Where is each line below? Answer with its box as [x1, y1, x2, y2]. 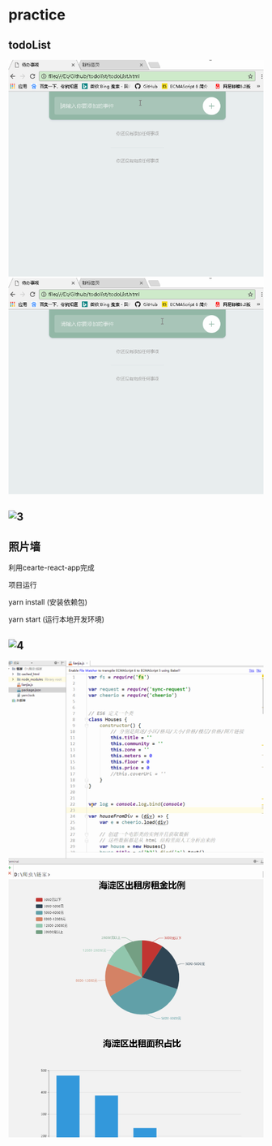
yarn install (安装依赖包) [8, 597, 87, 607]
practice [8, 6, 66, 24]
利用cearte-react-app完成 [8, 562, 95, 573]
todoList [8, 38, 51, 52]
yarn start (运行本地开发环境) [8, 614, 105, 624]
